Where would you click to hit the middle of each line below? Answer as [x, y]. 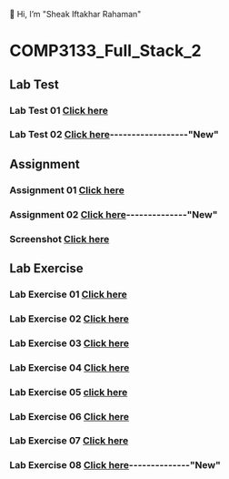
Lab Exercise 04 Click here [70, 367]
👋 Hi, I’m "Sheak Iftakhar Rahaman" [75, 14]
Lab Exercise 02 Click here [69, 319]
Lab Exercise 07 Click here [69, 441]
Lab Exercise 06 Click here [70, 416]
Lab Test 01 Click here [59, 110]
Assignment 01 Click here [67, 189]
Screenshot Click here [60, 239]
